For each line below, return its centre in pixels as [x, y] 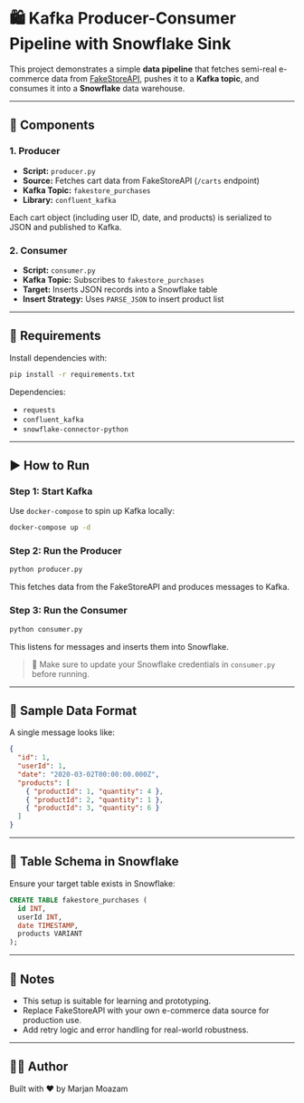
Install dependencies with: [58, 358]
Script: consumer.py [59, 270]
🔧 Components [52, 126]
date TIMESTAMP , [48, 925]
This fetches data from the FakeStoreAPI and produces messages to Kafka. [149, 587]
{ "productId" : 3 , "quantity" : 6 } [93, 808]
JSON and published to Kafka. [66, 227]
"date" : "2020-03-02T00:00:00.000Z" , [89, 774]
